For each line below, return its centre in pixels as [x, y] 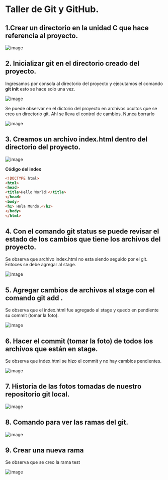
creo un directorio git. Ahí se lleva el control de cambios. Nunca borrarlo [80, 114]
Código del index [23, 169]
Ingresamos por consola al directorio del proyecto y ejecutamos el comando [84, 84]
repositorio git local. [37, 394]
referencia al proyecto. [41, 35]
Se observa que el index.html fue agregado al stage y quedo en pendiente [82, 310]
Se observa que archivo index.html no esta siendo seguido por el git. [76, 259]
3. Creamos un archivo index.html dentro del [76, 139]
